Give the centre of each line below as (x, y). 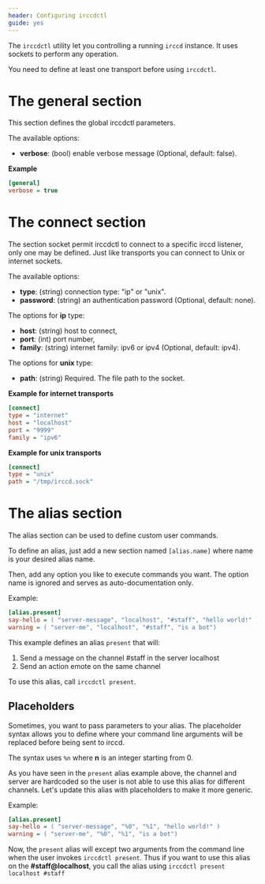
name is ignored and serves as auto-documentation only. (101, 583)
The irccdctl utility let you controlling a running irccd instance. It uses (123, 45)
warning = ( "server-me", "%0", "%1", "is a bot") (93, 834)
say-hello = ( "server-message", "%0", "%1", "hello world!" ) (114, 827)
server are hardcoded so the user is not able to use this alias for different (127, 781)
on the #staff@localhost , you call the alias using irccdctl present (117, 866)
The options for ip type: (47, 315)
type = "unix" (32, 474)
